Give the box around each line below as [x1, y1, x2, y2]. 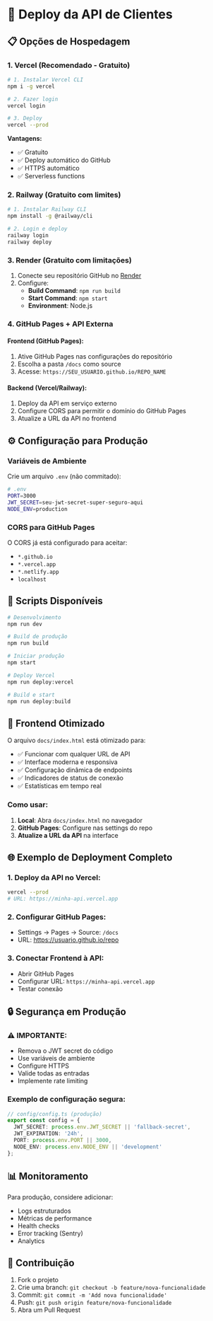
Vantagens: [7, 134, 42, 143]
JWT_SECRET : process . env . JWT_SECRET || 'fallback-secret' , [13, 1124, 191, 1131]
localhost [17, 576, 47, 583]
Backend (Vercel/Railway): [7, 383, 87, 392]
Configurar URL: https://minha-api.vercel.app [17, 976, 155, 986]
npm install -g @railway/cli [7, 212, 93, 220]
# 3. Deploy [7, 115, 42, 122]
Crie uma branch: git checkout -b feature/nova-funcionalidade [17, 1283, 206, 1292]
